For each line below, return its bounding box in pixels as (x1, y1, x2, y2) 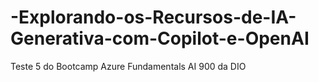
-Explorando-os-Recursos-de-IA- (10, 6, 297, 29)
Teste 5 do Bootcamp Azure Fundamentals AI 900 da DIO (10, 60, 247, 72)
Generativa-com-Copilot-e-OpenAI (10, 27, 310, 50)
